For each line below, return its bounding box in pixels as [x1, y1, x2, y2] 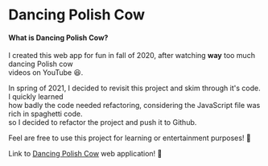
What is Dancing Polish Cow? [8, 32, 109, 42]
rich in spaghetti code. [8, 109, 83, 118]
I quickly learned [8, 92, 64, 102]
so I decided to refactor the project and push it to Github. [8, 118, 197, 127]
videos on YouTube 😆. [8, 68, 84, 77]
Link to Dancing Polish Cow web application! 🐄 [8, 149, 163, 159]
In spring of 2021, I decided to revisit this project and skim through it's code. [8, 83, 261, 93]
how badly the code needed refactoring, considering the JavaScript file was [8, 101, 261, 110]
